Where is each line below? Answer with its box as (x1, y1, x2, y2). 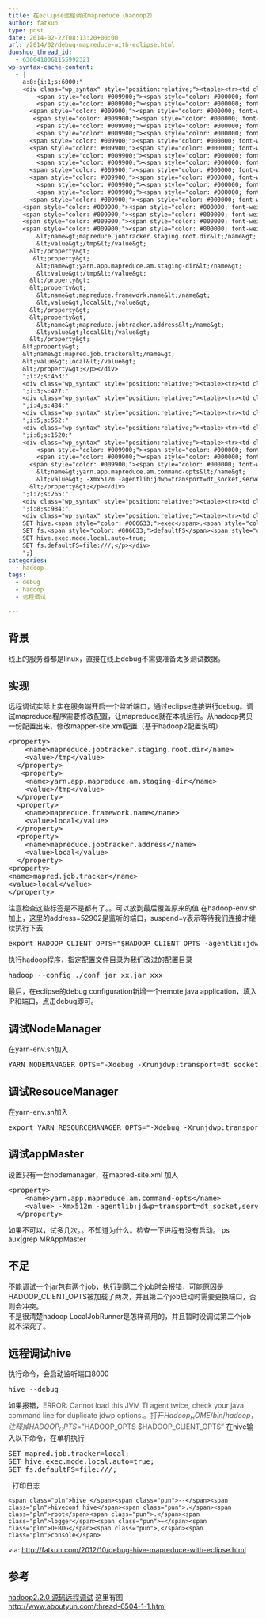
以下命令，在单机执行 (14, 1434, 85, 1443)
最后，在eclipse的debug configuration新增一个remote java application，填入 (8, 986, 257, 996)
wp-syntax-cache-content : (8, 63, 93, 71)
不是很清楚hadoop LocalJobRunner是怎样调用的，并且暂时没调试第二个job (8, 1311, 252, 1321)
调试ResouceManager (8, 1085, 119, 1098)
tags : (8, 571, 26, 579)
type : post (8, 26, 44, 34)
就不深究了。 (8, 1321, 50, 1331)
